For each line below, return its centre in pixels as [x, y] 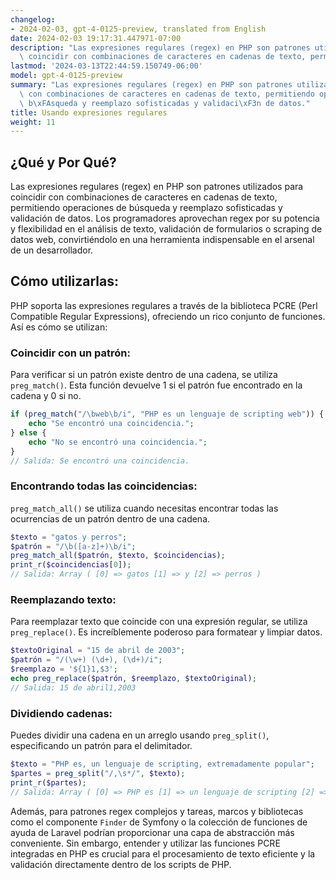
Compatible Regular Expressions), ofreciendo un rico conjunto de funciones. [168, 316]
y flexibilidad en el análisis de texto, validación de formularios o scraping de [166, 229]
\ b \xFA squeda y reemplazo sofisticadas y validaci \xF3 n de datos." [165, 103]
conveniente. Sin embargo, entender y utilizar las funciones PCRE [145, 843]
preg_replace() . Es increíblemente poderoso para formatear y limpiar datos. [166, 632]
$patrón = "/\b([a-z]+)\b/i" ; [73, 546]
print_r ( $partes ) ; [48, 782]
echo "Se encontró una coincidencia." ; [111, 424]
